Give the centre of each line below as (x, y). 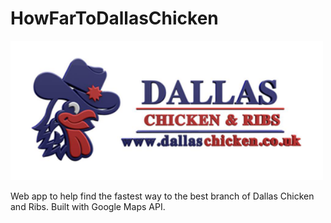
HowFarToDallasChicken (114, 18)
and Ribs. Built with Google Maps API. (88, 206)
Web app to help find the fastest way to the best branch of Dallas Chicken (162, 196)
